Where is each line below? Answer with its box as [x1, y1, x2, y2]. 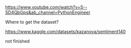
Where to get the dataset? [5, 19, 59, 25]
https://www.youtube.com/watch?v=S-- [5, 4, 87, 10]
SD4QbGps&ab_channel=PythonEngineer [5, 9, 91, 15]
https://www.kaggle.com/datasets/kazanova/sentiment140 [5, 29, 126, 34]
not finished [5, 38, 30, 44]
